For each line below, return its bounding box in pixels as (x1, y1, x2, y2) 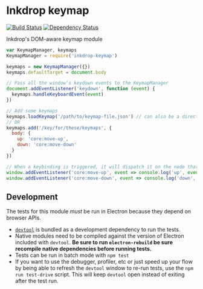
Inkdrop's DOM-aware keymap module (6, 35, 103, 42)
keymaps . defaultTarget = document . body (6, 69, 107, 76)
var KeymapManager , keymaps (6, 47, 77, 53)
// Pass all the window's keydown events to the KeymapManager (6, 80, 169, 86)
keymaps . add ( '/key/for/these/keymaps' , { (6, 125, 112, 131)
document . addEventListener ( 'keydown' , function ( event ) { (6, 86, 155, 92)
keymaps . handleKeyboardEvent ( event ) (11, 91, 104, 97)
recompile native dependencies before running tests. (14, 245, 152, 253)
